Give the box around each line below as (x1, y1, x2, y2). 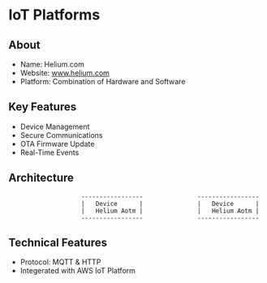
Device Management (19, 122, 90, 131)
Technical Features (8, 236, 108, 250)
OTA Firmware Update (19, 139, 95, 148)
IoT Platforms (8, 6, 101, 24)
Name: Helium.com (19, 59, 85, 69)
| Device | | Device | (80, 199, 260, 208)
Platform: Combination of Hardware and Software (19, 77, 186, 86)
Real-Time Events (19, 148, 80, 157)
